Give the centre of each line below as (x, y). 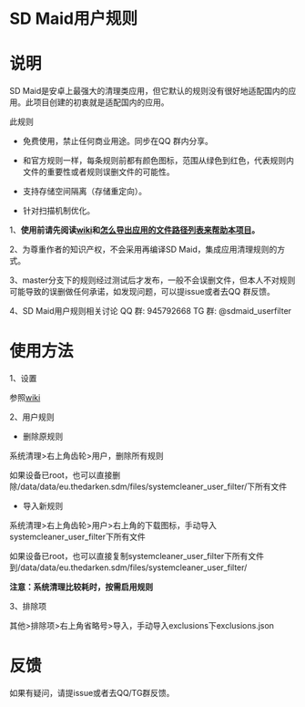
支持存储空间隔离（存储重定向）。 (85, 192)
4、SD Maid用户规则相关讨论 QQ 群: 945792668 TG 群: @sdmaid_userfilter (151, 311)
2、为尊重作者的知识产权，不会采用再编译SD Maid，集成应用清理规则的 (143, 250)
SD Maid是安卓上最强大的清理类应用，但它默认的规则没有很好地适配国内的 (149, 91)
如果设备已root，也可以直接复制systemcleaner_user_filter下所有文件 (137, 556)
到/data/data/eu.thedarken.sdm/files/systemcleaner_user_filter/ (128, 567)
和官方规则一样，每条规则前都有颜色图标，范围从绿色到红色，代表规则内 (158, 161)
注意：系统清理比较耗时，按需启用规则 (81, 587)
